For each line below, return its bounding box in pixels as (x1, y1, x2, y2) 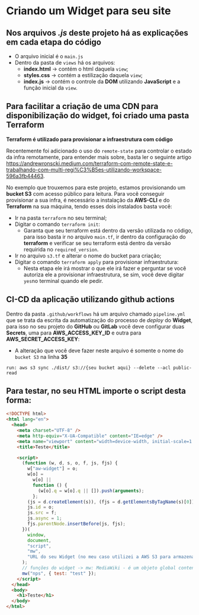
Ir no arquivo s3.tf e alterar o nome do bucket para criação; (14, 252, 162, 259)
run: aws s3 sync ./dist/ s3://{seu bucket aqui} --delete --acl (6, 365, 171, 371)
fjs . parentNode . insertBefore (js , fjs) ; (27, 521, 126, 527)
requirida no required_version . (23, 246, 99, 253)
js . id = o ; (27, 504, 54, 511)
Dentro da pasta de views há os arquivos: (14, 59, 115, 66)
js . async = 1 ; (27, 515, 62, 521)
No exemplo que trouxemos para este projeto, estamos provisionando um (6, 184, 185, 191)
